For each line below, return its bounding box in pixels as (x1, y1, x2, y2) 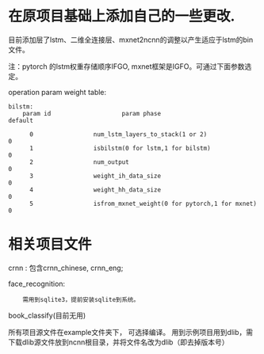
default (8, 116, 34, 124)
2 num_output (29, 158, 129, 166)
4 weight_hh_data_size (29, 185, 161, 194)
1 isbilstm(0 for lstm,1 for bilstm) (29, 144, 212, 152)
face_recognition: (8, 279, 66, 288)
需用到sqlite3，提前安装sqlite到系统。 (22, 295, 140, 303)
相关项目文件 (8, 235, 93, 253)
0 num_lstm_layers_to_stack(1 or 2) (29, 130, 208, 139)
